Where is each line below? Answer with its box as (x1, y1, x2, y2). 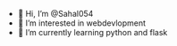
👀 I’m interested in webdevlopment (17, 18, 146, 28)
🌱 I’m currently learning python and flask (17, 27, 168, 37)
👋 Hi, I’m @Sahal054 (17, 9, 94, 19)
